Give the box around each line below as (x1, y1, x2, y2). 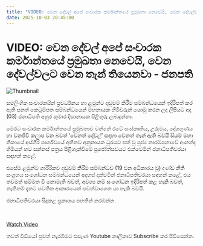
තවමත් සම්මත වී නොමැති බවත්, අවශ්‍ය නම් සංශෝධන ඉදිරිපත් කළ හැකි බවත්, (6, 178, 184, 185)
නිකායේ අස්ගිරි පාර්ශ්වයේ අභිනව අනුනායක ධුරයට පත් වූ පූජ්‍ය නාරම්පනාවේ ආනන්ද (6, 139, 196, 146)
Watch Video (6, 221, 38, 228)
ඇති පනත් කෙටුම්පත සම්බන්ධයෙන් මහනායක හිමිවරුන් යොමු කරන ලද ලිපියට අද (6, 106, 192, 113)
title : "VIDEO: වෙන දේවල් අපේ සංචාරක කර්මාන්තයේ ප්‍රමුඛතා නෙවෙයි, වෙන (6, 8, 180, 15)
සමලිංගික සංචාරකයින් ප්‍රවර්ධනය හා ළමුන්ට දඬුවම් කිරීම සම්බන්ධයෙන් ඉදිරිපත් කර (6, 99, 193, 107)
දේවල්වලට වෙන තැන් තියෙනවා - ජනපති (6, 67, 193, 81)
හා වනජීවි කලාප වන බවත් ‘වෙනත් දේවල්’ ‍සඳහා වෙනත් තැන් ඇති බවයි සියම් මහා (6, 131, 193, 139)
